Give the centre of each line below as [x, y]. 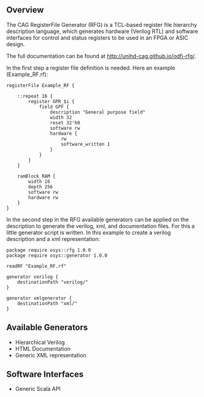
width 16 [39, 181]
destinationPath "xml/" [47, 303]
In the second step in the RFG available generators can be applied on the [98, 220]
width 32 [61, 117]
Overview [25, 10]
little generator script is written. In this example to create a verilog [89, 232]
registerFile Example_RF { [40, 85]
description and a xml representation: [53, 239]
